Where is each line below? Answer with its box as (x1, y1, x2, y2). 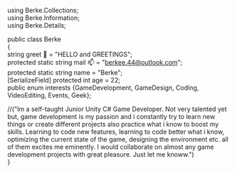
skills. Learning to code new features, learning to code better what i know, (7, 127, 224, 136)
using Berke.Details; (7, 21, 66, 29)
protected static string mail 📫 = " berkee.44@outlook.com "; (7, 58, 183, 66)
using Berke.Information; (7, 14, 80, 22)
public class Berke (7, 35, 62, 43)
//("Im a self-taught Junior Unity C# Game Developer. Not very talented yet (7, 105, 227, 113)
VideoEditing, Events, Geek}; (7, 91, 92, 99)
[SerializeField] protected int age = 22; (7, 76, 121, 84)
